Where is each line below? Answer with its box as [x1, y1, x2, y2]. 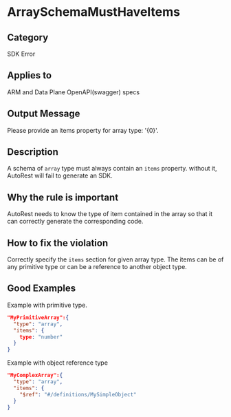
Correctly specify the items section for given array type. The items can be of [7, 255, 224, 264]
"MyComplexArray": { [7, 372, 63, 379]
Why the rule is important [7, 191, 119, 203]
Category [7, 32, 49, 43]
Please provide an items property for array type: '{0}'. [7, 126, 159, 134]
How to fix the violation [7, 237, 109, 248]
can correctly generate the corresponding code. [7, 217, 144, 226]
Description [7, 146, 58, 158]
